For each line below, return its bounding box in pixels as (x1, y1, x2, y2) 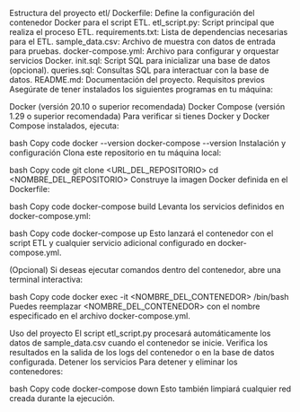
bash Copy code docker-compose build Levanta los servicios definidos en (9, 201, 285, 212)
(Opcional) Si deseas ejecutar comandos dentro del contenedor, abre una (9, 265, 281, 275)
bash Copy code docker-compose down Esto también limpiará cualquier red (9, 383, 292, 394)
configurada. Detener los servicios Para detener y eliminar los (9, 356, 238, 367)
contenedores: (9, 366, 64, 376)
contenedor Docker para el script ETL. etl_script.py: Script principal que (9, 17, 275, 28)
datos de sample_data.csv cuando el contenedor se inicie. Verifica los (9, 337, 268, 348)
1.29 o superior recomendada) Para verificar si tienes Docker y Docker (9, 111, 270, 121)
